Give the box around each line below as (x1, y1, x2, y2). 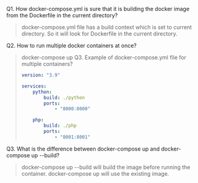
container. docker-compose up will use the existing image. (21, 170, 170, 177)
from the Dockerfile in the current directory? (6, 12, 118, 19)
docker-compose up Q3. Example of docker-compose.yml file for (21, 54, 186, 61)
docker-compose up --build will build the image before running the (21, 163, 191, 171)
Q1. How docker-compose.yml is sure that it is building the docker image (6, 6, 190, 12)
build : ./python (44, 94, 85, 100)
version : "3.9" (21, 72, 61, 78)
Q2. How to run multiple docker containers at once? (6, 42, 137, 49)
